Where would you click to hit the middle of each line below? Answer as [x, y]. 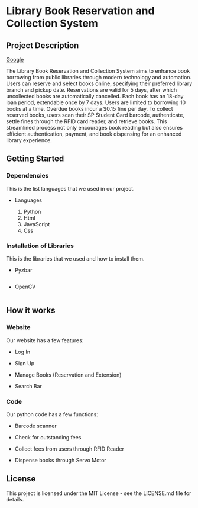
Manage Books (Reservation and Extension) [68, 375]
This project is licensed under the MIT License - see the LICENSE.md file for [99, 493]
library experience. [29, 140]
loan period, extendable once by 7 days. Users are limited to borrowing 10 [96, 102]
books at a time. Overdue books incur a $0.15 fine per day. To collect [90, 109]
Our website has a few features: [45, 340]
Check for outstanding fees [48, 437]
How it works [31, 311]
